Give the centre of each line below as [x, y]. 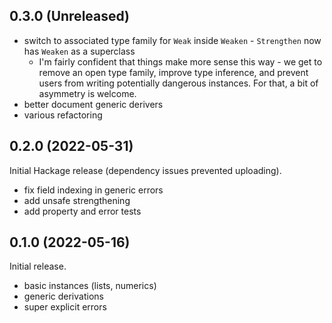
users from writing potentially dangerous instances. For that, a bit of [178, 83]
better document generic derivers [93, 104]
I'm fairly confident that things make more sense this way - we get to [180, 61]
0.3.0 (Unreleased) [70, 16]
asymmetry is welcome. [87, 93]
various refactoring [63, 115]
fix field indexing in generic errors [93, 190]
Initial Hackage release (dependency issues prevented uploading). [145, 170]
